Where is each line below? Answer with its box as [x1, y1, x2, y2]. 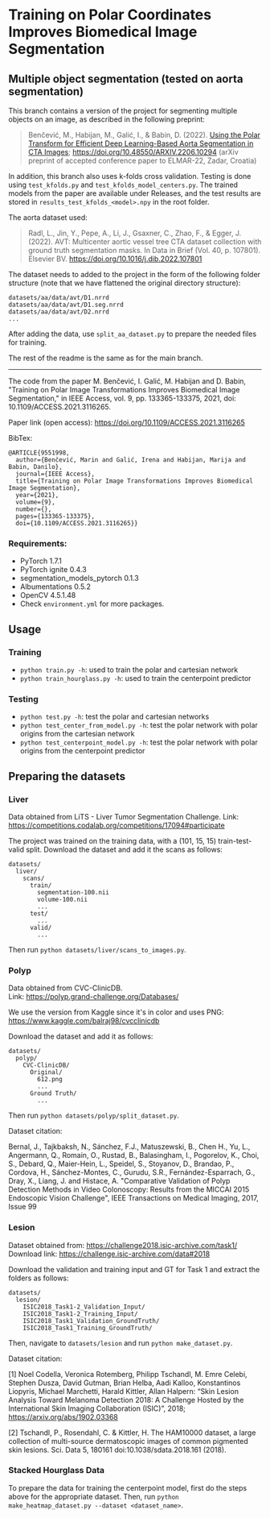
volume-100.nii [37, 895, 88, 903]
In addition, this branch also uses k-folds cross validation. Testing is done [8, 172, 252, 180]
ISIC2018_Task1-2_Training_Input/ [22, 1309, 138, 1318]
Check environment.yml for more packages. [19, 599, 165, 609]
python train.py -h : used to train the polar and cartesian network [19, 665, 239, 674]
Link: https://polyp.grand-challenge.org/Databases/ [8, 992, 179, 1002]
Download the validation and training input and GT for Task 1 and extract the [8, 1264, 260, 1274]
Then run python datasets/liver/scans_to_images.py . [8, 944, 186, 954]
